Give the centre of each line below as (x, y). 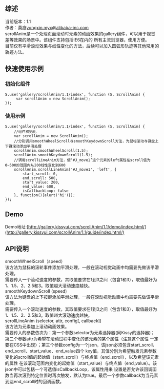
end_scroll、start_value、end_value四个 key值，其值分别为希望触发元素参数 (81, 351)
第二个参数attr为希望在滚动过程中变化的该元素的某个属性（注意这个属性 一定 (82, 339)
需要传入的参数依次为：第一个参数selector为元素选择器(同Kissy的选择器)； (80, 333)
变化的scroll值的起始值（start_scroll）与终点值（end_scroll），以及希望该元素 (82, 357)
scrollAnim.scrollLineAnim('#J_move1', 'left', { (65, 169)
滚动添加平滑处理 (27, 146)
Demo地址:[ (17, 226)
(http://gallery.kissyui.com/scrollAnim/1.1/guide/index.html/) (65, 232)
